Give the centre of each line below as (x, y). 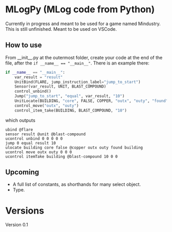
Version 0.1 (17, 225)
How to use (24, 45)
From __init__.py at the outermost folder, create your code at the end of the (84, 57)
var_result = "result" (39, 77)
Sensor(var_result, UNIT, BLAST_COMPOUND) (60, 87)
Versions (25, 210)
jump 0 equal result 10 (31, 143)
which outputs (20, 120)
